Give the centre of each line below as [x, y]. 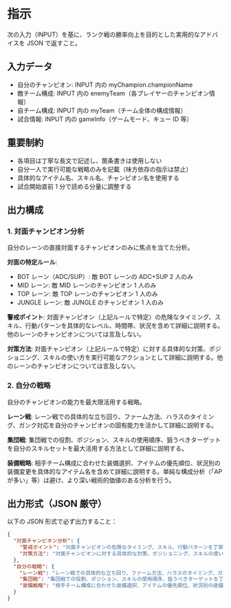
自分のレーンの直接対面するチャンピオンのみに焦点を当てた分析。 [100, 247]
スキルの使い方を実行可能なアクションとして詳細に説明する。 [130, 357]
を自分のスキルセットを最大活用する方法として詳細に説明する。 [97, 448]
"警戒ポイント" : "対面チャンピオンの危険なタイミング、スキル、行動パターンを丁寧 [121, 548]
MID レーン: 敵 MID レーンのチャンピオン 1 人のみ [87, 285]
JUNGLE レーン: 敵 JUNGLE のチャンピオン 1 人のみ [90, 302]
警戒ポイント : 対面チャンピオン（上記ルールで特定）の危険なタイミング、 [111, 317]
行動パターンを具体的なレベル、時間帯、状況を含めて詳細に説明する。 [124, 326]
